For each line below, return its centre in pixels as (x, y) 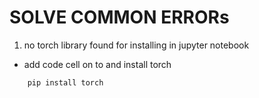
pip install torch (65, 82)
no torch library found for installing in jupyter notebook (136, 45)
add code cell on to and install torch (97, 64)
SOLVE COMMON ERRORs (119, 17)
